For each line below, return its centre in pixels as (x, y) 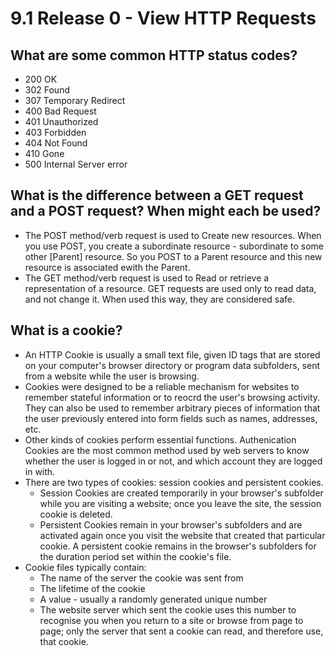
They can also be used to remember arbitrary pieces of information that (172, 408)
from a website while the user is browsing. (112, 376)
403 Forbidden (55, 132)
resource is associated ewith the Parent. (107, 267)
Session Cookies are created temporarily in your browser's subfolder (181, 493)
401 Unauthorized (61, 121)
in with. (40, 471)
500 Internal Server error (76, 164)
